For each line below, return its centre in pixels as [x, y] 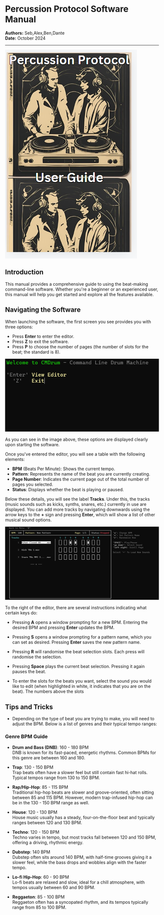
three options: [19, 327]
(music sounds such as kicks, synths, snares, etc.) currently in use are [76, 504]
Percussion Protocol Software [67, 9]
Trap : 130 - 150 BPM [33, 767]
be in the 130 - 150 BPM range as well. [51, 802]
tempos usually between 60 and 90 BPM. [54, 887]
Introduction [24, 272]
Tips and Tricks [29, 707]
